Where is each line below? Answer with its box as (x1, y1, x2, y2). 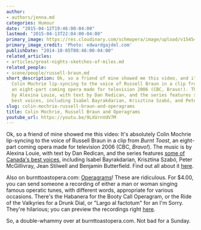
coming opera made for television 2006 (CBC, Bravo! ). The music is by (17, 143, 193, 151)
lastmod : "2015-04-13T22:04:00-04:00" (6, 31, 103, 37)
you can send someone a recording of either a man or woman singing (6, 180, 178, 188)
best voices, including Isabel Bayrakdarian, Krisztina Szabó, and (11, 97, 184, 103)
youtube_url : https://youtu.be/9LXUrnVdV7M (6, 114, 117, 120)
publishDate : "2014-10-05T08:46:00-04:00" (6, 48, 114, 54)
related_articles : (6, 53, 52, 59)
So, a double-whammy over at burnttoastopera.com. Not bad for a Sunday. (6, 217, 191, 225)
